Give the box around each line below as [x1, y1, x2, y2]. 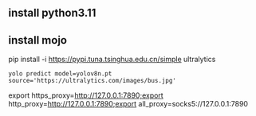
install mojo [8, 33, 68, 47]
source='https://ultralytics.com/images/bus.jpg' [8, 77, 177, 85]
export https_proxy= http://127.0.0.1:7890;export [8, 91, 163, 100]
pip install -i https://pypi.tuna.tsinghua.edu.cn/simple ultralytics [8, 55, 216, 64]
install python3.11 [8, 6, 96, 20]
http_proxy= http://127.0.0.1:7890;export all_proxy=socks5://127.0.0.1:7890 [8, 99, 249, 109]
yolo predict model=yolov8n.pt [8, 70, 112, 78]
